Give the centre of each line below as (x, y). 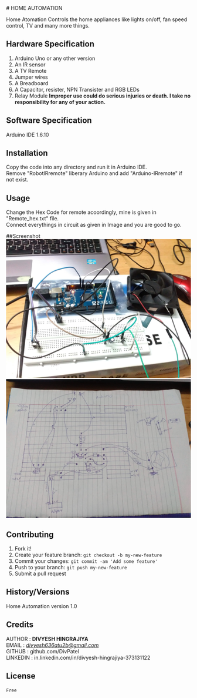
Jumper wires (31, 77)
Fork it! (23, 549)
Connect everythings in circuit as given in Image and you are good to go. (94, 225)
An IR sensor (30, 64)
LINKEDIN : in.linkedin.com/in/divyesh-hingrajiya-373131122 (78, 657)
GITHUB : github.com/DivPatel (43, 651)
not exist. (17, 180)
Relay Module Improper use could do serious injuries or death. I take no (103, 96)
